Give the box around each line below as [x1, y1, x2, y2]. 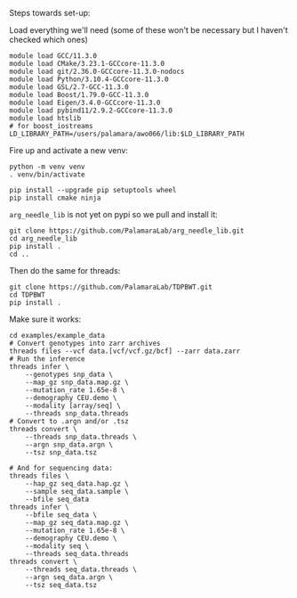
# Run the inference [9, 355, 86, 364]
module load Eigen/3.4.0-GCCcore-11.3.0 [9, 98, 162, 107]
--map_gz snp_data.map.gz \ [25, 378, 129, 387]
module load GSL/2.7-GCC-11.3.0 [9, 83, 129, 92]
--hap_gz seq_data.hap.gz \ [25, 479, 129, 488]
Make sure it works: [9, 314, 82, 324]
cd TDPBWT [9, 291, 46, 299]
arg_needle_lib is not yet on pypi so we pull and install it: [9, 209, 218, 219]
